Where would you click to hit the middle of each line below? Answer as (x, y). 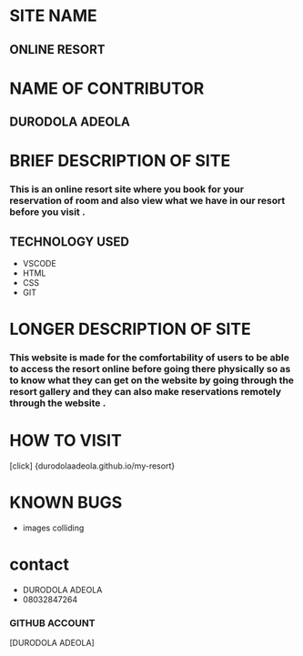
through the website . (58, 403)
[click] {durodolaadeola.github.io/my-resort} (92, 466)
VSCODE (39, 264)
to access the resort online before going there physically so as (150, 369)
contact (40, 565)
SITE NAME (53, 16)
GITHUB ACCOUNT (52, 622)
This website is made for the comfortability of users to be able (149, 358)
